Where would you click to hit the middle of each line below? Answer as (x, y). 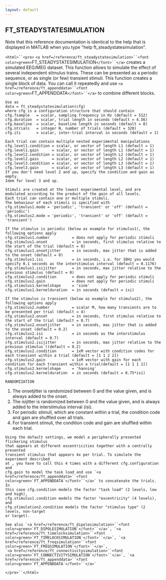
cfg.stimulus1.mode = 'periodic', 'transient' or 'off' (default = (77, 207)
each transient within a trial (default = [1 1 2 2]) (62, 356)
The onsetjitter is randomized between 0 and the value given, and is (82, 391)
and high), (16, 494)
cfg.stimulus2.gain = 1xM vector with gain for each (73, 360)
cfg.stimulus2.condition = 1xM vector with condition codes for (80, 351)
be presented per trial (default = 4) (45, 312)
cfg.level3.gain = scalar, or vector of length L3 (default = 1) (80, 168)
